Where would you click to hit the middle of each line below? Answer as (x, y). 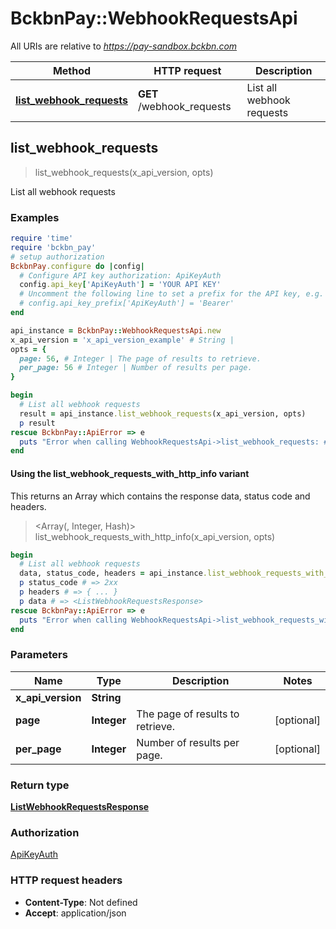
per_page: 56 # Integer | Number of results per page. (136, 368)
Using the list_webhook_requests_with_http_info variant (130, 473)
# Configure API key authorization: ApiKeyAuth (120, 275)
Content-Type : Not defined (81, 902)
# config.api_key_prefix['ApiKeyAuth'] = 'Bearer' (127, 303)
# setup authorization (57, 257)
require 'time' (42, 238)
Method (72, 70)
